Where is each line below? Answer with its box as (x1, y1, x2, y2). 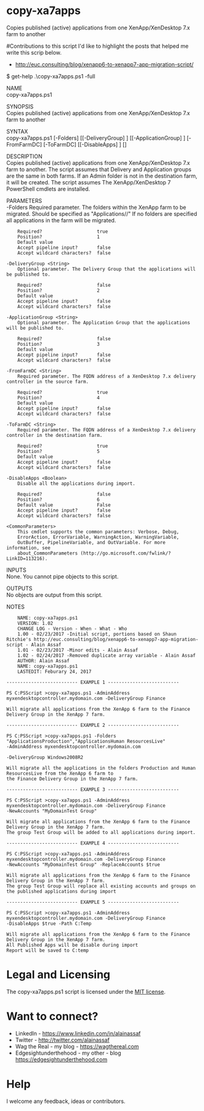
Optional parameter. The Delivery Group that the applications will (17, 266, 196, 272)
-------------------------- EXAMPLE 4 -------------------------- (6, 840, 179, 846)
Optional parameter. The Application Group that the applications (17, 319, 191, 325)
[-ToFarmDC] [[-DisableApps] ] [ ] (43, 140, 127, 148)
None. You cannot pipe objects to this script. (6, 572, 119, 580)
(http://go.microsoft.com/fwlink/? (80, 550, 172, 556)
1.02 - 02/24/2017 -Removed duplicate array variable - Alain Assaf (17, 652, 196, 659)
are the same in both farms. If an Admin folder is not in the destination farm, (6, 172, 198, 180)
